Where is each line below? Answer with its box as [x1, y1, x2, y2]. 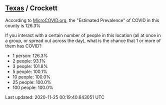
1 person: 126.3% [12, 52, 48, 58]
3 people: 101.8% [12, 63, 48, 69]
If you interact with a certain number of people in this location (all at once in [5, 32, 161, 38]
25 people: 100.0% [12, 79, 51, 85]
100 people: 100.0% [12, 84, 53, 90]
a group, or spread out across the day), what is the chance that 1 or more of [5, 37, 161, 43]
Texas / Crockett [5, 4, 57, 12]
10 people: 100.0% [12, 73, 51, 79]
